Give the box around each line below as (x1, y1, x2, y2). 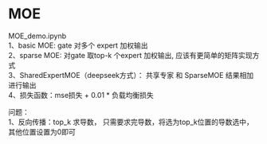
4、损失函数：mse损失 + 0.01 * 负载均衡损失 (8, 90, 154, 99)
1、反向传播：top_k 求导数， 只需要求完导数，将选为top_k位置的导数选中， (8, 117, 253, 126)
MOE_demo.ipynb (8, 31, 66, 41)
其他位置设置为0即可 (8, 126, 76, 136)
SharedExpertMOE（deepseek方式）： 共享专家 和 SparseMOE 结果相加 (19, 70, 253, 80)
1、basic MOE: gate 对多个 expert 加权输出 (8, 41, 148, 50)
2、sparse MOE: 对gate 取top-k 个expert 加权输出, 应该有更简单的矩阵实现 (8, 50, 253, 60)
